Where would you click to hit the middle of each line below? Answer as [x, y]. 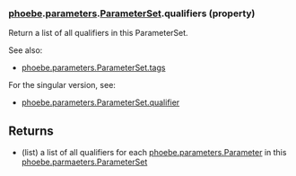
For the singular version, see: [62, 85]
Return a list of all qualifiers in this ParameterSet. [99, 33]
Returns [31, 131]
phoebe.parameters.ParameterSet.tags [93, 68]
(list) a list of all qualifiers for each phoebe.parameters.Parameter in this [154, 153]
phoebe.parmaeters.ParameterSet [84, 162]
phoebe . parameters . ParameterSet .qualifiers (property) [132, 13]
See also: [26, 50]
